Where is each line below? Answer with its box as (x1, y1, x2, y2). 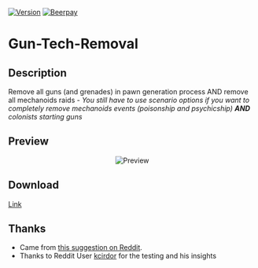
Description (8, 66, 67, 79)
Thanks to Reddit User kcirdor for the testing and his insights (19, 251, 217, 261)
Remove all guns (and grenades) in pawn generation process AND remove (8, 87, 249, 96)
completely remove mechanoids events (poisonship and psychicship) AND (8, 104, 250, 113)
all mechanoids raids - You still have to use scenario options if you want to (8, 95, 250, 105)
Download (8, 178, 59, 192)
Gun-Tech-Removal (8, 35, 139, 53)
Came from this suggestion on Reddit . (19, 243, 143, 252)
